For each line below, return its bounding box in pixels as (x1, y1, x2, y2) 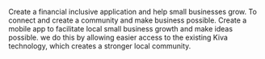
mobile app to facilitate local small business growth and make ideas (8, 24, 233, 33)
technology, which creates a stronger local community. (8, 41, 191, 51)
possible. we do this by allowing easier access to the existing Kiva (8, 32, 229, 42)
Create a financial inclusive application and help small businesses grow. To (8, 7, 257, 16)
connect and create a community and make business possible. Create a (8, 15, 247, 25)
